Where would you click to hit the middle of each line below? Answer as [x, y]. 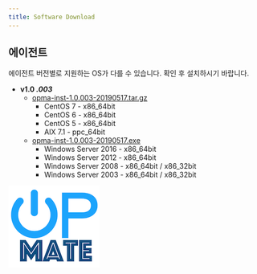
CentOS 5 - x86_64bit [80, 124]
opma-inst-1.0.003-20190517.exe [86, 141]
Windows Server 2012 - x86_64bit [100, 157]
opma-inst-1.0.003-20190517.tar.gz [90, 98]
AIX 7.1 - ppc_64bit [75, 132]
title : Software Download [51, 17]
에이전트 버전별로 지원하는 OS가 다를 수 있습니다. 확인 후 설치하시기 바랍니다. [129, 73]
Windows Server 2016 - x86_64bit [100, 149]
